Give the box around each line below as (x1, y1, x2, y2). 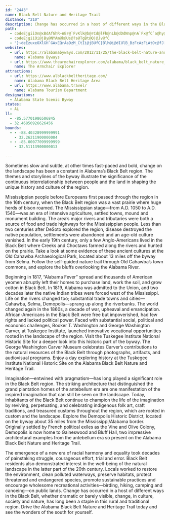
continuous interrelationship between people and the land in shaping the (5, 179, 156, 185)
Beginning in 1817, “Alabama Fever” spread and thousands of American (5, 274, 153, 280)
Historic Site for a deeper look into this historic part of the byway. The (5, 338, 151, 344)
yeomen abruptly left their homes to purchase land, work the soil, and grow (5, 280, 162, 285)
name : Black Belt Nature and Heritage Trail (5, 12, 101, 17)
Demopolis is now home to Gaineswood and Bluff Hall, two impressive (5, 429, 151, 435)
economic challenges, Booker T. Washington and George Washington (5, 323, 150, 328)
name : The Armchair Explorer (14, 64, 76, 69)
